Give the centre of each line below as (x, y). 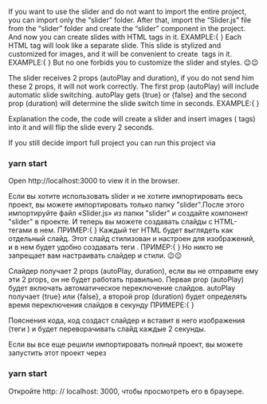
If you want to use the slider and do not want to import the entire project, (128, 12)
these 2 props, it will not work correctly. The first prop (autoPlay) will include (133, 86)
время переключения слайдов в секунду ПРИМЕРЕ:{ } (101, 305)
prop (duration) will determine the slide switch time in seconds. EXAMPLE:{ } (134, 103)
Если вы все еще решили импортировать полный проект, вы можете (126, 345)
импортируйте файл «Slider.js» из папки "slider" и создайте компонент (128, 213)
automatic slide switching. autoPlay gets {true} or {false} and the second (128, 95)
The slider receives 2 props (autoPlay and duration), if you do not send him (132, 78)
